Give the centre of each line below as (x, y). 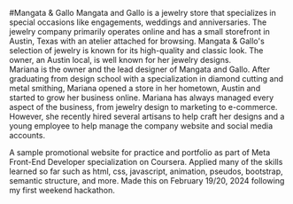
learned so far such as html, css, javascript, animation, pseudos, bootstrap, (146, 171)
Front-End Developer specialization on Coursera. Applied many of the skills (146, 162)
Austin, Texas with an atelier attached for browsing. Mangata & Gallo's (137, 41)
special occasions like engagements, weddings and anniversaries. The (138, 22)
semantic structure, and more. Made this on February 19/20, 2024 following (147, 180)
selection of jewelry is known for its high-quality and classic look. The (136, 51)
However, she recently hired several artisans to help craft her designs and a (147, 116)
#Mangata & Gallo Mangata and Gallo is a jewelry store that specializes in (143, 13)
